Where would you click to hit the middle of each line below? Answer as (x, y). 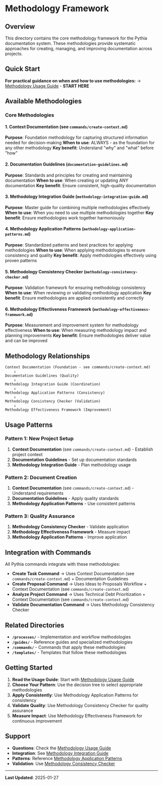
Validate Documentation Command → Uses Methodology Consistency (83, 605)
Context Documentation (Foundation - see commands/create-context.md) (78, 367)
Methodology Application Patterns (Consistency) (55, 393)
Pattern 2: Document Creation (41, 477)
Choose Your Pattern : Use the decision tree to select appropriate (77, 685)
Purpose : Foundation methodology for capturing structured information (76, 137)
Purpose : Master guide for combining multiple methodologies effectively (78, 207)
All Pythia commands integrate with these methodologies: (63, 564)
